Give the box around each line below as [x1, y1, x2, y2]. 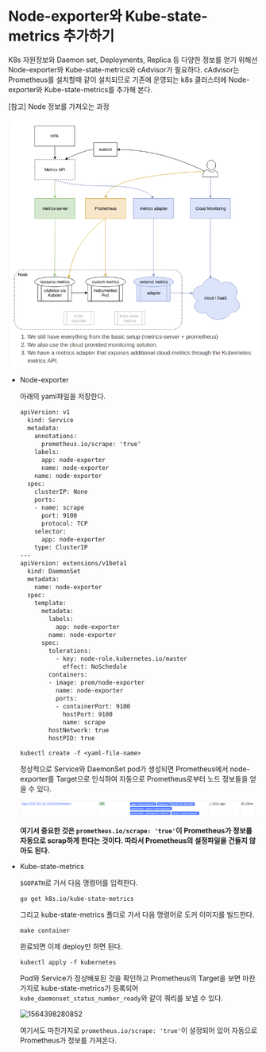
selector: [34, 527, 67, 535]
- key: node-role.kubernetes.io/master [55, 654, 188, 662]
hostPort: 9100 [62, 710, 113, 718]
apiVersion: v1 [19, 408, 71, 416]
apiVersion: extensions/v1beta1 [19, 559, 127, 567]
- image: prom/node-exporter [48, 678, 145, 686]
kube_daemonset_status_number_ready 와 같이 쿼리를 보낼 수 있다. [19, 993, 224, 1003]
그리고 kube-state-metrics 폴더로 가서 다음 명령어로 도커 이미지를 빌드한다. [19, 910, 255, 919]
